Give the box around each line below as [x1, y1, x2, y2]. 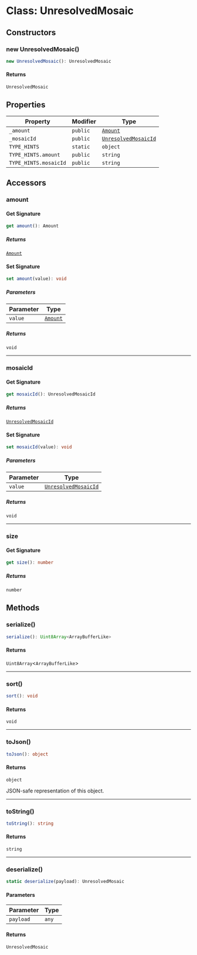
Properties [6, 100, 46, 110]
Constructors [6, 28, 56, 38]
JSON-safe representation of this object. [6, 787, 104, 794]
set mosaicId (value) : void [6, 444, 72, 450]
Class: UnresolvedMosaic [6, 4, 134, 18]
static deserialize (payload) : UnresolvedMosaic [6, 879, 125, 885]
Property [25, 117, 51, 126]
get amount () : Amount [6, 223, 59, 229]
